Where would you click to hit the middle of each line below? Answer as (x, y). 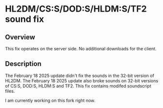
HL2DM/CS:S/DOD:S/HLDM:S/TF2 (76, 9)
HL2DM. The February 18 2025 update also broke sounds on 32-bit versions (82, 80)
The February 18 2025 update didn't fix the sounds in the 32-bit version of (80, 76)
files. (10, 91)
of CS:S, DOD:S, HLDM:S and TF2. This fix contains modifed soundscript (78, 86)
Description (23, 64)
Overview (20, 37)
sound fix (25, 19)
